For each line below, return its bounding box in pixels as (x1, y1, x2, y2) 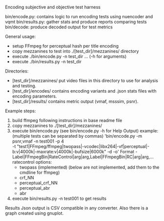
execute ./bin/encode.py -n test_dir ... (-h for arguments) (12, 53, 127, 59)
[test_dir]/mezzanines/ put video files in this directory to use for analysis (12, 78, 158, 83)
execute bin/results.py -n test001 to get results (12, 196, 107, 201)
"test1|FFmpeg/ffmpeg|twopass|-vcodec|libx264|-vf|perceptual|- (17, 144, 150, 149)
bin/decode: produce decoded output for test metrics (5, 24, 113, 30)
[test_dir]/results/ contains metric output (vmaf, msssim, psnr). (12, 98, 139, 104)
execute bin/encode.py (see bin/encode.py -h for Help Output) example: (12, 128, 158, 134)
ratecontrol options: (12, 159, 52, 165)
